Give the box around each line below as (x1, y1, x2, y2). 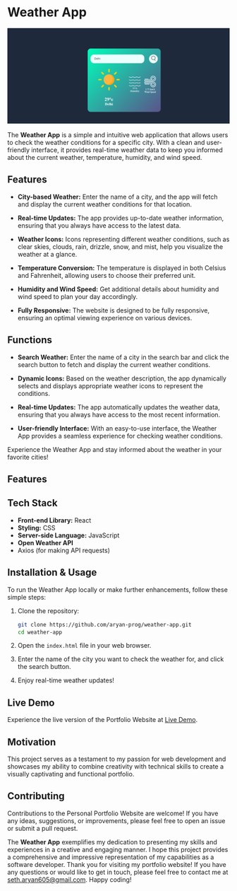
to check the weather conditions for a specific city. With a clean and (7, 139, 205, 146)
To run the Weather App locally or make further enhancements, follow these (7, 585, 228, 594)
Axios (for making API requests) (17, 546, 111, 554)
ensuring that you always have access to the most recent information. (17, 410, 221, 419)
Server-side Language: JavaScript (17, 531, 120, 540)
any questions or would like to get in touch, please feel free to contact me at (7, 868, 229, 876)
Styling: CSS (17, 523, 56, 532)
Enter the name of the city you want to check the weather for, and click (17, 655, 224, 663)
